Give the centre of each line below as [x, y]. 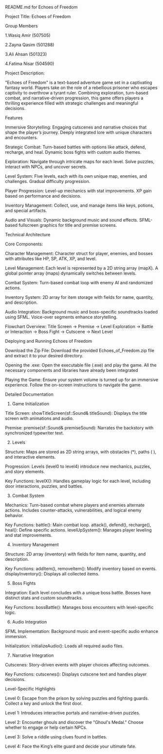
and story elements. [25, 471]
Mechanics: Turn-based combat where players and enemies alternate [75, 505]
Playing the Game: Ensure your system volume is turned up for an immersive [82, 380]
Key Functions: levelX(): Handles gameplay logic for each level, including [78, 481]
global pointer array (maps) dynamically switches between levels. [71, 273]
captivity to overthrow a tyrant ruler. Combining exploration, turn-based [77, 93]
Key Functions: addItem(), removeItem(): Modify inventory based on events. [81, 569]
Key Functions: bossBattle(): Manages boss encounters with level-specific [80, 607]
